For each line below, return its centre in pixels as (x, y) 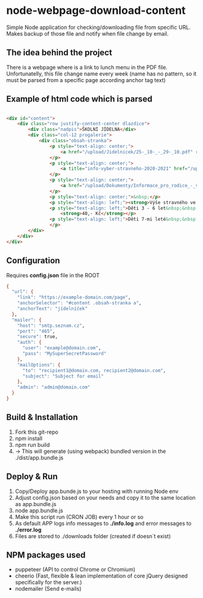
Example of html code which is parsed (79, 99)
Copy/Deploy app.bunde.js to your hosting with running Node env (97, 491)
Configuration (33, 261)
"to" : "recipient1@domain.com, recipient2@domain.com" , (94, 370)
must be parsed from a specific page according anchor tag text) (86, 80)
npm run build (32, 445)
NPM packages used (46, 555)
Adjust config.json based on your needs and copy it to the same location (105, 497)
